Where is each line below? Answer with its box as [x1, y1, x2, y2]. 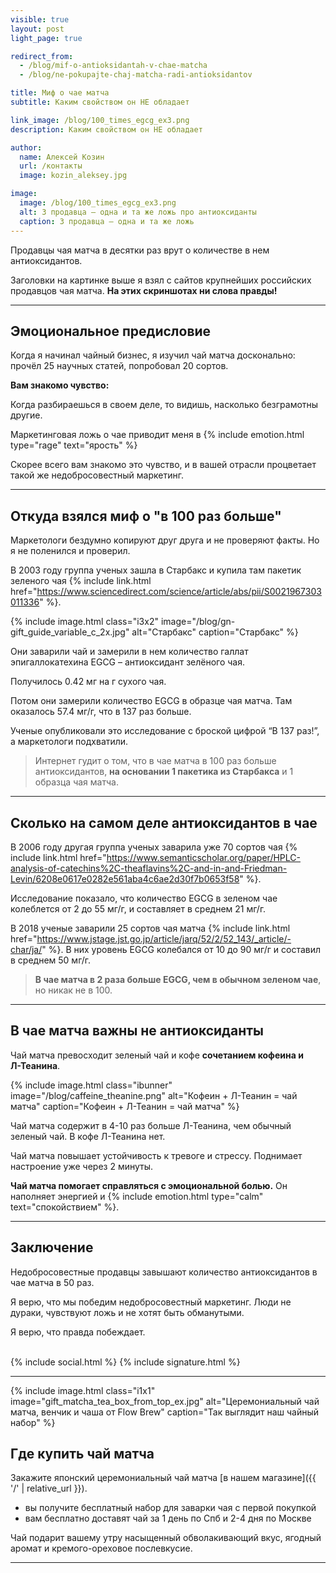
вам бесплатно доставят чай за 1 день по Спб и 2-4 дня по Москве [24, 1512, 312, 1525]
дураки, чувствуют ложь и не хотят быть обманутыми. [10, 1306, 245, 1318]
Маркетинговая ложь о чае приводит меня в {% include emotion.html [10, 429, 305, 441]
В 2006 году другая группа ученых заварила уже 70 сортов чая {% [10, 841, 298, 853]
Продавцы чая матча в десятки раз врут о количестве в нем [10, 244, 270, 256]
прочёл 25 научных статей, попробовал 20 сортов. [10, 360, 229, 372]
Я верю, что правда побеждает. [10, 1326, 146, 1338]
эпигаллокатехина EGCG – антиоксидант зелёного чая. [10, 656, 245, 668]
